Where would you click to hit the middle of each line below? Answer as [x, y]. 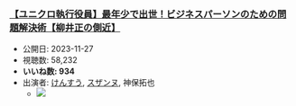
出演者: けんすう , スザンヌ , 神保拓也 [88, 83]
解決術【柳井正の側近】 [69, 27]
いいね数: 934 [48, 71]
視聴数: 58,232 [50, 60]
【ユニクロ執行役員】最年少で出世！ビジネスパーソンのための [143, 13]
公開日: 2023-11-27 [58, 49]
